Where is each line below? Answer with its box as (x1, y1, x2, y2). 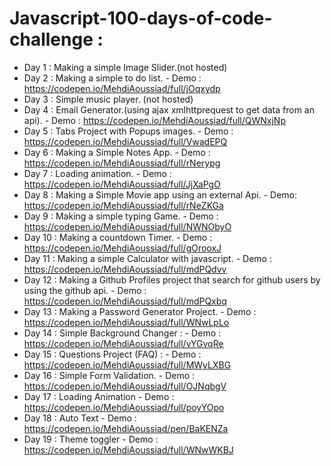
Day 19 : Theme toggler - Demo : (23, 433, 159, 445)
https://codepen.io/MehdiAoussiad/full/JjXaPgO (23, 178, 221, 190)
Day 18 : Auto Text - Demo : (23, 412, 137, 424)
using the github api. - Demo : (23, 284, 147, 296)
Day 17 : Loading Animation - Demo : (23, 390, 175, 402)
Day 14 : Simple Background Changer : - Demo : (23, 327, 222, 339)
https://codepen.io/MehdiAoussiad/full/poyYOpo (23, 401, 225, 413)
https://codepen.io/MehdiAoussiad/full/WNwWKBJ (23, 443, 234, 456)
